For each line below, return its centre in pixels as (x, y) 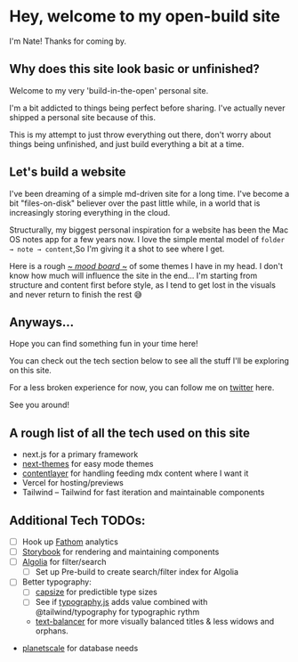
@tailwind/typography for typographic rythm (117, 612)
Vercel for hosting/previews (73, 483)
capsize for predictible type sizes (96, 592)
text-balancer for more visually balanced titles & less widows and (155, 622)
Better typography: (56, 582)
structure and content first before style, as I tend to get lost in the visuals (142, 285)
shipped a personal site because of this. (82, 117)
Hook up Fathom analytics (70, 542)
